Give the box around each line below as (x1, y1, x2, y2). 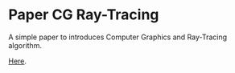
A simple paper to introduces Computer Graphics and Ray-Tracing (8, 32, 228, 42)
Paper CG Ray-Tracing (8, 6, 159, 24)
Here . (8, 56, 27, 66)
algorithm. (8, 40, 43, 50)
